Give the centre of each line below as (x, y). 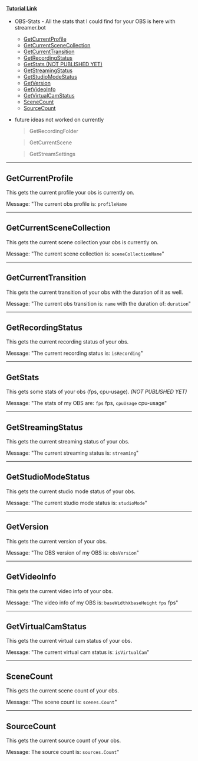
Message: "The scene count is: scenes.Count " (62, 702)
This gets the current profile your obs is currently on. (70, 193)
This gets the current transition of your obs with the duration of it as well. (95, 292)
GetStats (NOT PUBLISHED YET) (63, 64)
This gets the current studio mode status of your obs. (71, 491)
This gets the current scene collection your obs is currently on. (82, 242)
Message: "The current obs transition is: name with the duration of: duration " (99, 303)
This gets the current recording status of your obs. (67, 342)
